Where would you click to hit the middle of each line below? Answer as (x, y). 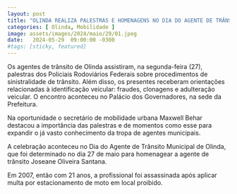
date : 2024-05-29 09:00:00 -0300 (61, 40)
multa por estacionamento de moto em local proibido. (85, 183)
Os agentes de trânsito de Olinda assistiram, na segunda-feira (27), (105, 67)
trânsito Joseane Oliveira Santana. (57, 162)
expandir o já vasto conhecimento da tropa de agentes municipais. (104, 133)
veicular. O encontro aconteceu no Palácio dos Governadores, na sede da (115, 97)
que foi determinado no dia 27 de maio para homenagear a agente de (108, 154)
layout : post (26, 14)
